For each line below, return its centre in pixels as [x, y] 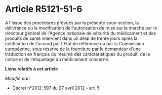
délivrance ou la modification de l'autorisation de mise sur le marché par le [81, 28]
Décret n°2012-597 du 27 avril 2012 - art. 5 [56, 88]
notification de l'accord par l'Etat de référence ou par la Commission [75, 43]
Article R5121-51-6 [44, 9]
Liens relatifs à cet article [32, 69]
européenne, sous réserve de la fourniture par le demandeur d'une [73, 49]
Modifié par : [18, 78]
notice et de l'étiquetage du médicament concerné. [57, 59]
